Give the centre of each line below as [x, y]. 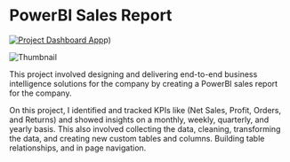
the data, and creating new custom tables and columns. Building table [137, 138]
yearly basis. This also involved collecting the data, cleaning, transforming [145, 128]
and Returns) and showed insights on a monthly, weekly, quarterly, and [139, 120]
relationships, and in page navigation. [78, 148]
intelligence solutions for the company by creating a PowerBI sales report [144, 83]
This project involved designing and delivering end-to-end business [133, 74]
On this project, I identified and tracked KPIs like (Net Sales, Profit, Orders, [145, 110]
